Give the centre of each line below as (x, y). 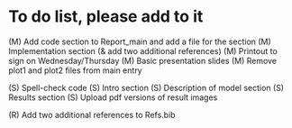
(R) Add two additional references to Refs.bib (92, 114)
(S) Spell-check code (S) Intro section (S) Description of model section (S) (146, 87)
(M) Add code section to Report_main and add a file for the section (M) (140, 41)
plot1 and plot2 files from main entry (75, 70)
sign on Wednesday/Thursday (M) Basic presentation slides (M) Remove (142, 60)
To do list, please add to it (106, 17)
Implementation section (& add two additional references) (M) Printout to (143, 50)
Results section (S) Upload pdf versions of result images (113, 97)
